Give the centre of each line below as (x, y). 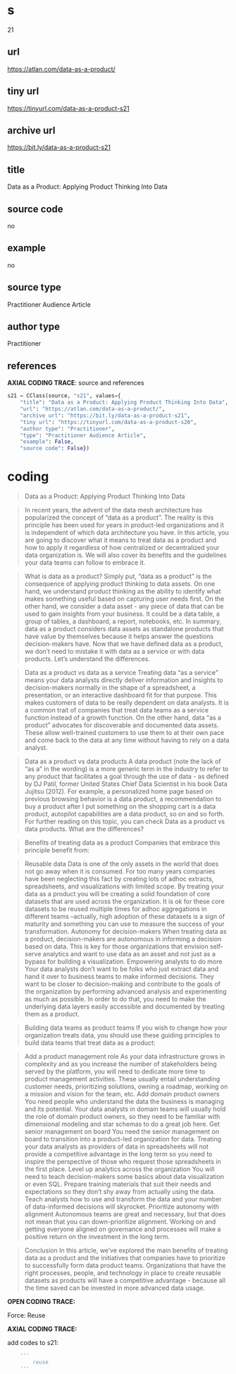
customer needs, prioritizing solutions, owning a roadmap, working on (126, 1086)
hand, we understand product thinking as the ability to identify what (123, 592)
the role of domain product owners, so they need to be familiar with (122, 1117)
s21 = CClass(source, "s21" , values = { (64, 396)
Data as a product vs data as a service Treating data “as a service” (121, 673)
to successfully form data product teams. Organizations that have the (125, 1266)
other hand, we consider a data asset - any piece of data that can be (124, 606)
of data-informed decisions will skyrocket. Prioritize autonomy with (122, 1206)
